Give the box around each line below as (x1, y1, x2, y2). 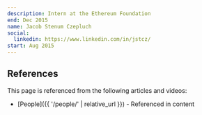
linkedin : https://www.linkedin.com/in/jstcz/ (13, 36, 151, 43)
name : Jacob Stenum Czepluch (7, 23, 92, 30)
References (7, 68, 59, 80)
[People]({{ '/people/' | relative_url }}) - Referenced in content (17, 100, 195, 108)
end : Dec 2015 (7, 17, 49, 24)
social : (7, 29, 30, 37)
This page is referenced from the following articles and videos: (7, 86, 187, 94)
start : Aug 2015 (7, 42, 54, 49)
